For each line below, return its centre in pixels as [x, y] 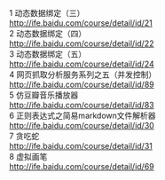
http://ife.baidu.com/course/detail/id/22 [82, 43]
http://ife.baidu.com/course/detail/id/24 [82, 64]
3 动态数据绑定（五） [48, 54]
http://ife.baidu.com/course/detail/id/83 [82, 105]
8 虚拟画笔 [28, 157]
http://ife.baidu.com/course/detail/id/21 [81, 23]
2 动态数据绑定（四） [48, 33]
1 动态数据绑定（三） [47, 13]
